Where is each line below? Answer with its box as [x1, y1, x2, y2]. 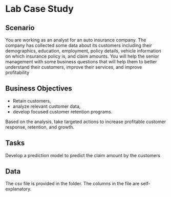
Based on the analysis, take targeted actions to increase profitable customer [5, 118, 166, 125]
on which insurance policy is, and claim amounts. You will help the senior [5, 53, 159, 59]
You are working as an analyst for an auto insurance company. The [5, 37, 146, 43]
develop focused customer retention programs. [12, 108, 113, 115]
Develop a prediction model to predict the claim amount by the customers [5, 152, 160, 158]
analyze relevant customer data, [12, 103, 81, 109]
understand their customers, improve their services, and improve [5, 64, 142, 70]
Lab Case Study [5, 3, 74, 15]
